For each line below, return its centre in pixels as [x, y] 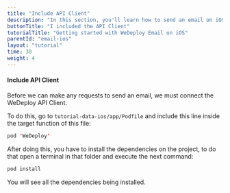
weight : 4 [21, 58]
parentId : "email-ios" [39, 39]
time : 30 [20, 52]
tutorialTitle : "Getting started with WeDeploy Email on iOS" [98, 33]
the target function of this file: [49, 123]
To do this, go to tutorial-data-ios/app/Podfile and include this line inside [114, 116]
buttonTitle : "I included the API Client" [68, 26]
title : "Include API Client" [49, 13]
